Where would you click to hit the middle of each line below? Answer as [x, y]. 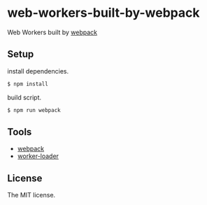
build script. [24, 97]
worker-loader [38, 156]
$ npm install [28, 84]
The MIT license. [31, 195]
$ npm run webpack [34, 110]
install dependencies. [38, 71]
